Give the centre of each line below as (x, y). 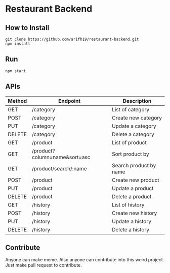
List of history (128, 205)
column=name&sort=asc (61, 157)
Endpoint (69, 101)
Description (137, 101)
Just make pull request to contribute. (44, 265)
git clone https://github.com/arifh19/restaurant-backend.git (72, 39)
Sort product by (131, 154)
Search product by (134, 165)
